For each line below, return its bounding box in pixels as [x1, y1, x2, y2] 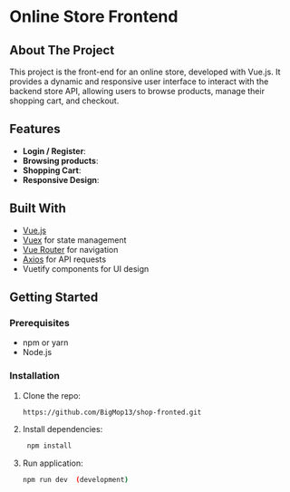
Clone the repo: [22, 390, 82, 400]
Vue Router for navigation [22, 244, 119, 255]
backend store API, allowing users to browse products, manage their [9, 86, 266, 96]
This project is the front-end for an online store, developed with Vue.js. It [9, 66, 281, 77]
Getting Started [9, 290, 99, 305]
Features [9, 121, 61, 137]
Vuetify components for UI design [22, 263, 150, 274]
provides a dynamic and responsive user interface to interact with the [9, 76, 269, 87]
